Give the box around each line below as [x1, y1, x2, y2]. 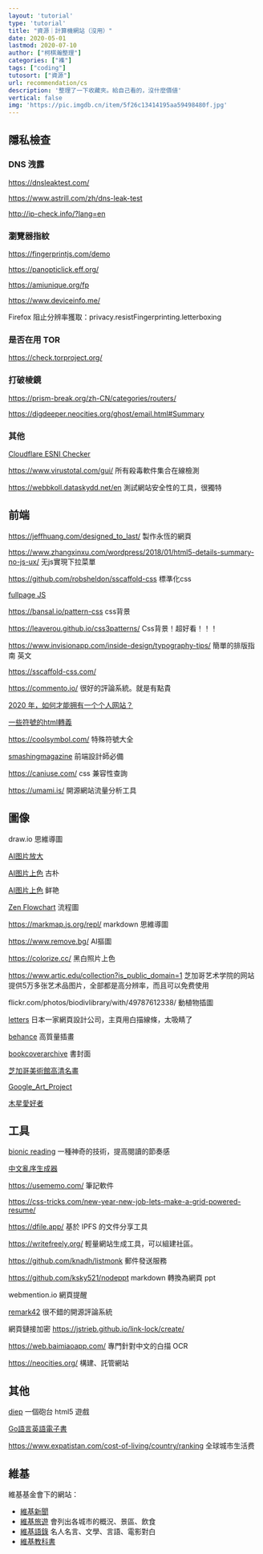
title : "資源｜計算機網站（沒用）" [8, 26, 113, 34]
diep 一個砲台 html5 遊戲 [8, 1407, 90, 1417]
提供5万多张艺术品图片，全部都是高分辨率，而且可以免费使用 [8, 980, 210, 990]
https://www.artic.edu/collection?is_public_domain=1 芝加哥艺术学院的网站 [8, 970, 255, 980]
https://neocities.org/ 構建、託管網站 [8, 1358, 130, 1368]
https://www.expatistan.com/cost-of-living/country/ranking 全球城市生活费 [8, 1441, 255, 1451]
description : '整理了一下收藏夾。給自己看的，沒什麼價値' [8, 86, 182, 95]
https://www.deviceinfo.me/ [8, 296, 101, 306]
